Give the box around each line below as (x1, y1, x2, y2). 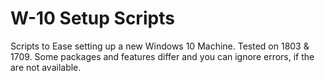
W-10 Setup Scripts (10, 7, 175, 30)
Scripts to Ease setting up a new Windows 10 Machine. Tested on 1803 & (10, 40, 310, 52)
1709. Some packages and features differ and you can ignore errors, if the (10, 50, 315, 62)
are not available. (10, 61, 82, 73)
